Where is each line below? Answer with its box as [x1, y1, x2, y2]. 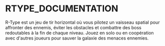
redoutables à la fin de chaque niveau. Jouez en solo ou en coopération [5, 30, 154, 36]
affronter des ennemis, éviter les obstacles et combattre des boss [5, 24, 142, 30]
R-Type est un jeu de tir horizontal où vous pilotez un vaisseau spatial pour [5, 19, 160, 25]
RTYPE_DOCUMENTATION [5, 3, 118, 14]
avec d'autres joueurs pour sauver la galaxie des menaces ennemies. [5, 35, 149, 41]
